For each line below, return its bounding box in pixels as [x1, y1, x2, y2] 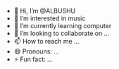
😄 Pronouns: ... [13, 47, 60, 56]
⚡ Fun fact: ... [13, 55, 53, 63]
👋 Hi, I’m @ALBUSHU [13, 7, 76, 15]
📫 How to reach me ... [13, 37, 80, 45]
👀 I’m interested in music [13, 14, 86, 23]
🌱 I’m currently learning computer [13, 22, 112, 30]
